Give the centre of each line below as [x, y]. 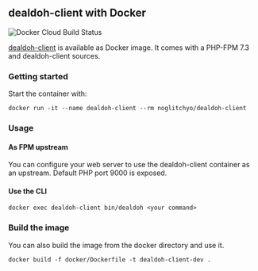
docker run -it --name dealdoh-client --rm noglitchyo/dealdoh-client [127, 109]
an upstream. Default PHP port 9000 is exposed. [88, 173]
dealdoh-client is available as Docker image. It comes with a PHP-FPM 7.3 [129, 48]
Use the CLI [28, 191]
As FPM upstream [39, 147]
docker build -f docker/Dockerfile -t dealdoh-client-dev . [110, 260]
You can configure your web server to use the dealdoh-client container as [129, 165]
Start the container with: [48, 94]
